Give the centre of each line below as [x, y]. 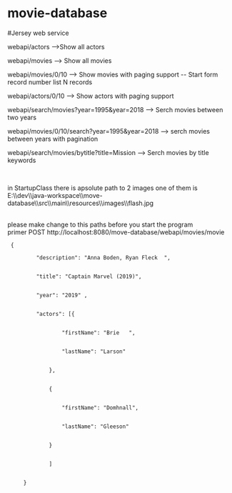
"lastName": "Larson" [94, 352]
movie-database [57, 13]
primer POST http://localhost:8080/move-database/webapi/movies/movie [116, 232]
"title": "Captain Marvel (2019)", [89, 277]
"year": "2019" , [62, 295]
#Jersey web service [38, 33]
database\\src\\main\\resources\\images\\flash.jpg [81, 203]
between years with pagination [53, 139]
